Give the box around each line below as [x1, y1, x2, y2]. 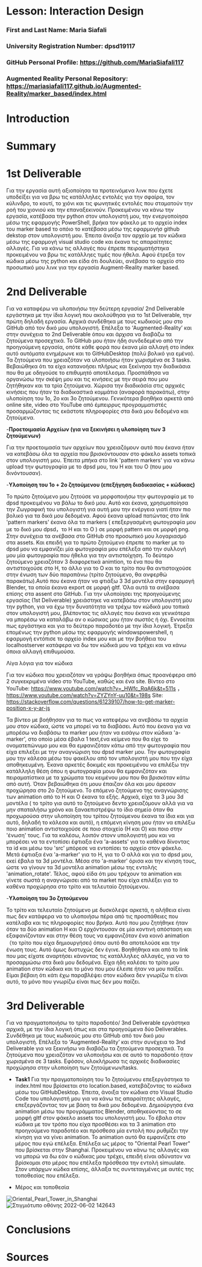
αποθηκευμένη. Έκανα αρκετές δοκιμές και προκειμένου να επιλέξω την [6, 761, 189, 768]
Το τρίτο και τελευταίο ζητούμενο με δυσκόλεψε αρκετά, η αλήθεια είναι [6, 907, 191, 914]
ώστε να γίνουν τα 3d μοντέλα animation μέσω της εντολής [6, 864, 158, 871]
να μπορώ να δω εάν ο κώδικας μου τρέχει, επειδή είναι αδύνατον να [14, 1153, 191, 1160]
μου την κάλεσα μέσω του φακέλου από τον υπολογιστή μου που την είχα [6, 755, 193, 762]
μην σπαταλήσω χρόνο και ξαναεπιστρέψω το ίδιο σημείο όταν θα [6, 806, 174, 813]
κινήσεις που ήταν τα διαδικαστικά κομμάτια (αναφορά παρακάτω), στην [6, 388, 190, 396]
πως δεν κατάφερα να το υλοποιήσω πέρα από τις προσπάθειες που [6, 913, 178, 920]
